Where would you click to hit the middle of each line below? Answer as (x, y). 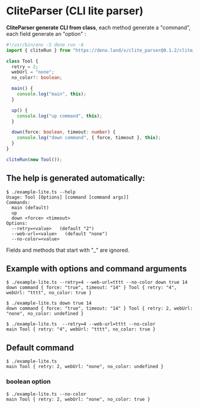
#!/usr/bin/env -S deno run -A (45, 45)
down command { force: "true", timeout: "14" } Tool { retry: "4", (92, 288)
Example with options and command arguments (97, 269)
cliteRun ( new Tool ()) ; (34, 159)
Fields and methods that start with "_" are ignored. (68, 250)
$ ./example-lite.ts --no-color (46, 394)
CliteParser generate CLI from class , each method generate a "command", (99, 27)
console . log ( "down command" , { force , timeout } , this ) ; (89, 138)
